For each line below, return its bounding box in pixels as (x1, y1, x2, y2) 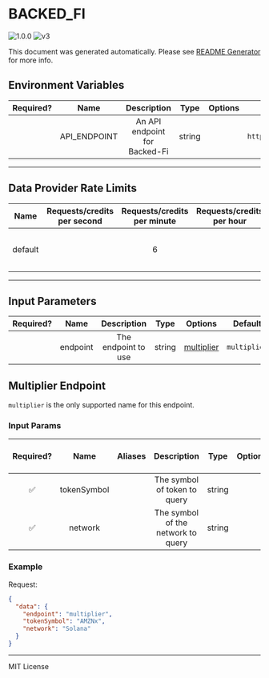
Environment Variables (8, 78, 125, 92)
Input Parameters (8, 294, 97, 308)
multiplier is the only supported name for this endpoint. (8, 400, 195, 410)
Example (8, 561, 43, 572)
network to (155, 528, 198, 539)
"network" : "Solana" (22, 625, 91, 633)
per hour (213, 215, 247, 227)
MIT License (8, 661, 50, 671)
